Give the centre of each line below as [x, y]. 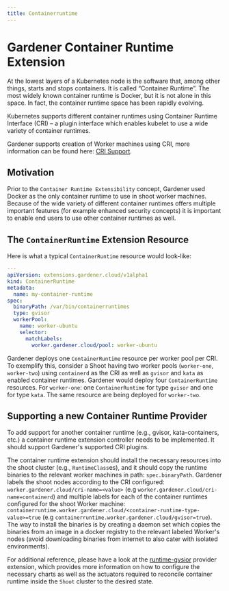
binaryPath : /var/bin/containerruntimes [71, 307]
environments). [28, 546]
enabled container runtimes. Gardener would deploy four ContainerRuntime [112, 380]
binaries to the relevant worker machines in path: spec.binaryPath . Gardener [114, 475]
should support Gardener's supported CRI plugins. [78, 447]
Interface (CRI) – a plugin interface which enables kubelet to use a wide [108, 123]
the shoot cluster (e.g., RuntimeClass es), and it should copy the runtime [107, 468]
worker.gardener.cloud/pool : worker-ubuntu [94, 345]
